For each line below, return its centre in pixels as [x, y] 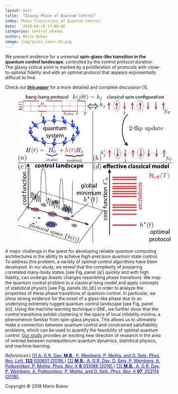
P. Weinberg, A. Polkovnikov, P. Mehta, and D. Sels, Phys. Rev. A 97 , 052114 [82, 371]
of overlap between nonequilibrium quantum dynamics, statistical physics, [81, 341]
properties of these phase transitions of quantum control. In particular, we [81, 293]
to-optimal [16, 72]
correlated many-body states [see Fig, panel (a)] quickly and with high [77, 272]
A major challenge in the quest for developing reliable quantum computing [81, 251]
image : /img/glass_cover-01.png [38, 42]
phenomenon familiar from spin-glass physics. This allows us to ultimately [81, 320]
